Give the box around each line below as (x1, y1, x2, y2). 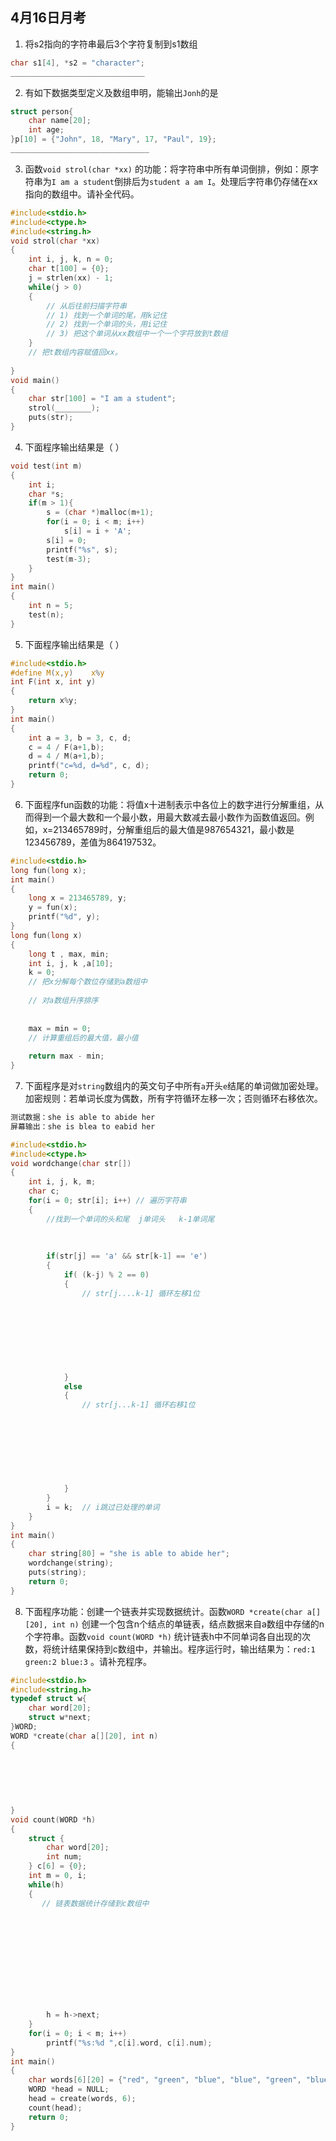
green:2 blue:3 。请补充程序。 (24, 1655, 152, 1667)
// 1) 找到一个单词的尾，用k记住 (46, 310, 168, 320)
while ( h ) (28, 1879, 65, 1890)
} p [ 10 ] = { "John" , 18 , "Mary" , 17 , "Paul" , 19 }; (10, 134, 217, 145)
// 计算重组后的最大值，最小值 (28, 1033, 139, 1043)
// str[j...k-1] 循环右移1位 (81, 1400, 196, 1410)
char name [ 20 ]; (28, 116, 92, 126)
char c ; (28, 1186, 60, 1197)
